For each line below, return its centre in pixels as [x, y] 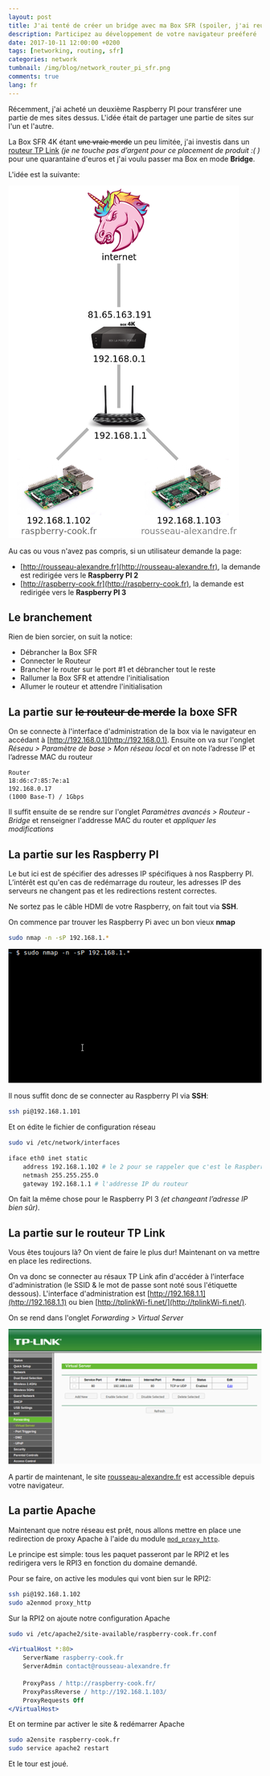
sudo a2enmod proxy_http [50, 1603]
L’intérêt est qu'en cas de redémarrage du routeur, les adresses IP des [125, 883]
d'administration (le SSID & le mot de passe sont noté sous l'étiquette [123, 1285]
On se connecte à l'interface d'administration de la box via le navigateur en [133, 731]
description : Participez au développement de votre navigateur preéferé [133, 34]
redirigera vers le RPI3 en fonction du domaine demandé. [103, 1563]
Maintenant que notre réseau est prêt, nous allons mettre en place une [125, 1530]
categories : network [43, 60]
